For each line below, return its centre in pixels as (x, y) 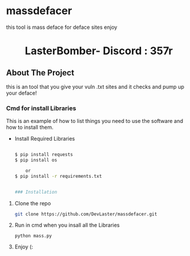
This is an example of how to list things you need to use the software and (95, 121)
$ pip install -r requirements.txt (58, 176)
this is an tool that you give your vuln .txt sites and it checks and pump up (95, 87)
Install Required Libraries (45, 139)
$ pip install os (36, 160)
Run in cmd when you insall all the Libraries (67, 225)
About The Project (40, 73)
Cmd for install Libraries (41, 108)
